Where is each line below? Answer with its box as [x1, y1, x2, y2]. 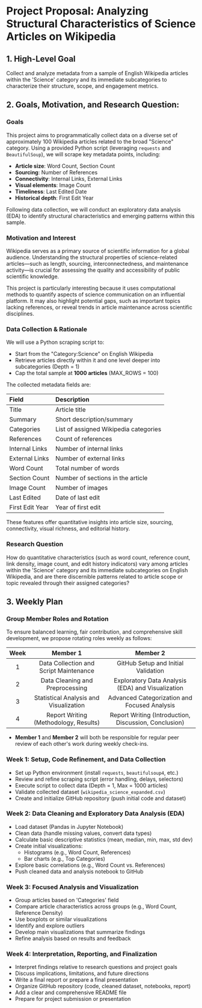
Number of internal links [55, 445, 123, 453]
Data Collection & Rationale [6, 325, 87, 333]
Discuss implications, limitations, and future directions [14, 970, 149, 977]
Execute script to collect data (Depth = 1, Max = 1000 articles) [14, 781, 168, 789]
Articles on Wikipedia [6, 30, 116, 43]
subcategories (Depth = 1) [14, 363, 80, 370]
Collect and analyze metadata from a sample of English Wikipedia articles [6, 70, 188, 76]
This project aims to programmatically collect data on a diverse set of [6, 131, 178, 139]
